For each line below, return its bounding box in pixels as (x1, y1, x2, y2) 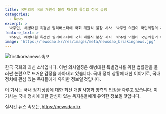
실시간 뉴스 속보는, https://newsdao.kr (5, 103, 81, 109)
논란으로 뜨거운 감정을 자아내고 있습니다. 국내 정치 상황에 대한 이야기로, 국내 (14, 70, 161, 76)
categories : (5, 12, 30, 17)
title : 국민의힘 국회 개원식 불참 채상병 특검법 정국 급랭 (5, 7, 107, 12)
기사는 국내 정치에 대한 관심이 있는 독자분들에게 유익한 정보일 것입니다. (5, 93, 141, 99)
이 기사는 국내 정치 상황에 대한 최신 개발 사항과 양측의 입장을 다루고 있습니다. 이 (5, 87, 158, 93)
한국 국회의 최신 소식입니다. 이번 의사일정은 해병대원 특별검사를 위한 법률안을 (5, 64, 153, 70)
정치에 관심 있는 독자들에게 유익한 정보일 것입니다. (5, 76, 102, 82)
